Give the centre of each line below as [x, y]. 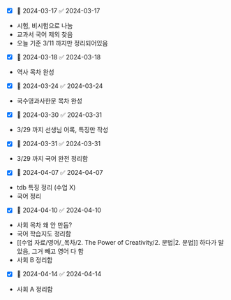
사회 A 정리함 [35, 289]
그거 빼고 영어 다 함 [58, 251]
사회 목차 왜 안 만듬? [44, 225]
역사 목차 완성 [35, 72]
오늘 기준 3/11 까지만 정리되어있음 [62, 43]
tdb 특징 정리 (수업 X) [46, 187]
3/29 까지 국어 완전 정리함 [52, 159]
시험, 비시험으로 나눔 [45, 26]
